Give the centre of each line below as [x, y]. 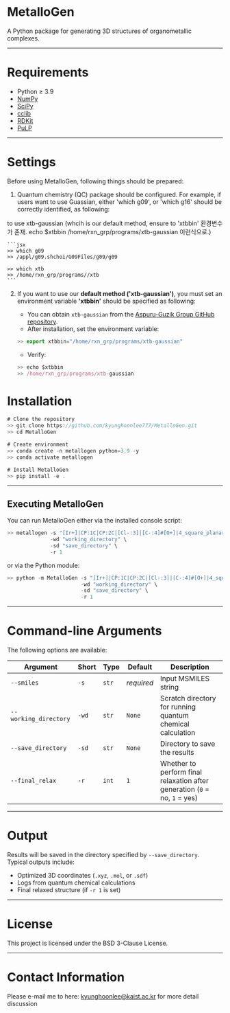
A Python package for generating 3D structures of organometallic [100, 31]
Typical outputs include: [41, 862]
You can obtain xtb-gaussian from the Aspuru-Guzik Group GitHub [121, 314]
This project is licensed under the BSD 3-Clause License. [88, 943]
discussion [22, 1003]
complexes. [23, 38]
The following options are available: [57, 650]
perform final [181, 772]
